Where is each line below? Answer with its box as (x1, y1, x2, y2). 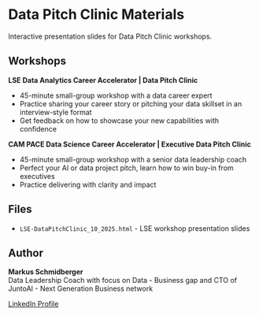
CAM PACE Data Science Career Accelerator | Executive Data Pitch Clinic (8, 139, 252, 149)
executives (19, 171, 55, 180)
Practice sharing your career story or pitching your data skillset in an (19, 99, 242, 108)
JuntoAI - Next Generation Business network (8, 284, 154, 293)
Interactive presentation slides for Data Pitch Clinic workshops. (8, 32, 213, 41)
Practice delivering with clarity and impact (19, 180, 157, 189)
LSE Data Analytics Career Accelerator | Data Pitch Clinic (8, 75, 198, 84)
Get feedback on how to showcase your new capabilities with (19, 116, 219, 125)
